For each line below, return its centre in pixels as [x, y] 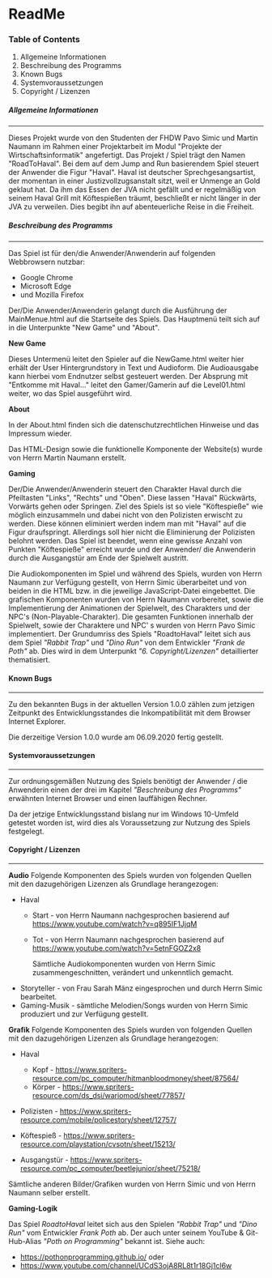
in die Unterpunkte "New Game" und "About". [84, 328]
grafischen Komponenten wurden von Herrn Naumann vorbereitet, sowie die [136, 599]
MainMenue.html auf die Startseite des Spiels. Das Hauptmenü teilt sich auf [134, 319]
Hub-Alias [25, 1242]
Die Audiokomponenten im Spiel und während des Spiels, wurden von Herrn [135, 574]
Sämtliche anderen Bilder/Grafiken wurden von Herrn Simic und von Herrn [132, 1184]
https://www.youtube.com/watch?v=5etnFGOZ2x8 [117, 948]
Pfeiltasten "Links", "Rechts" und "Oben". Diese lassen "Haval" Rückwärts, [133, 498]
